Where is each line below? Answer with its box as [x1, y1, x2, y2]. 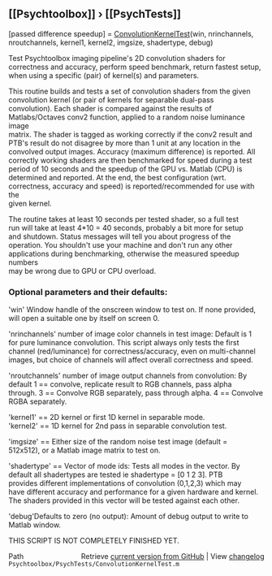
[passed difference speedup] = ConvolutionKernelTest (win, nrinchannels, [8, 28, 254, 38]
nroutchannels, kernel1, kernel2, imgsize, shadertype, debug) [8, 37, 214, 47]
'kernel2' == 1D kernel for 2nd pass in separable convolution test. [8, 421, 227, 431]
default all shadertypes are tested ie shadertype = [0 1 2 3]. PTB [8, 470, 223, 479]
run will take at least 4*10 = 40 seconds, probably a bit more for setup [8, 223, 244, 232]
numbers [8, 257, 39, 267]
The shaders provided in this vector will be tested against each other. [8, 496, 240, 505]
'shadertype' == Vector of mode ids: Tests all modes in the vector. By [8, 461, 241, 471]
